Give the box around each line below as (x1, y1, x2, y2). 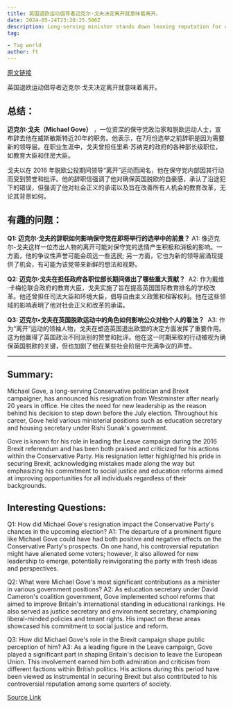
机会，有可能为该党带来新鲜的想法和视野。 (19, 260, 141, 268)
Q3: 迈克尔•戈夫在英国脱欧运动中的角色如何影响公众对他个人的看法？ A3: (7, 315, 218, 323)
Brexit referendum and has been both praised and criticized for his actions (7, 445, 220, 453)
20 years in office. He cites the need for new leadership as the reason (7, 402, 207, 410)
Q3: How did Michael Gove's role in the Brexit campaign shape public (7, 636, 205, 644)
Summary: (7, 369, 53, 380)
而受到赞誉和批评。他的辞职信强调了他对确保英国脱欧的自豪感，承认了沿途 (7, 174, 220, 183)
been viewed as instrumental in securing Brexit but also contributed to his (7, 673, 217, 681)
